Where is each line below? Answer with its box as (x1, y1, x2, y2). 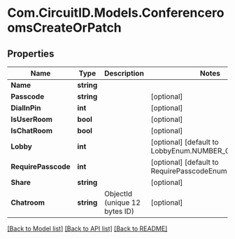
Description (104, 69, 145, 78)
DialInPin (10, 103, 41, 113)
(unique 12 (104, 198, 141, 207)
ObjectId (104, 189, 133, 198)
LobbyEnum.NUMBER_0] (150, 146, 233, 156)
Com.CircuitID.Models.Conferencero (7, 5, 225, 21)
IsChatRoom (10, 126, 52, 135)
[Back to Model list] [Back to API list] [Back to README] (7, 224, 168, 233)
